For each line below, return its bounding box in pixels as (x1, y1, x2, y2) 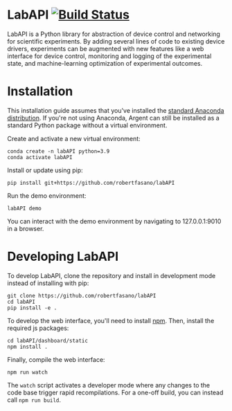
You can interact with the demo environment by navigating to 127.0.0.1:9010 (7, 217, 222, 225)
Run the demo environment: (7, 191, 87, 200)
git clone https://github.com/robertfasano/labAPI (7, 292, 157, 299)
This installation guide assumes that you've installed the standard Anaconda (7, 106, 224, 114)
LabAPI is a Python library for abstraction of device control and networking (7, 30, 220, 38)
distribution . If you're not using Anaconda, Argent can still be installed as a (7, 113, 220, 122)
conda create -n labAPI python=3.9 (7, 147, 110, 155)
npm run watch (7, 369, 48, 376)
